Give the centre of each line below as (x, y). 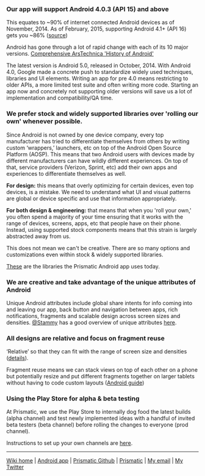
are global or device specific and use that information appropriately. (92, 198)
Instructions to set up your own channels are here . (70, 443)
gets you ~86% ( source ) (37, 35)
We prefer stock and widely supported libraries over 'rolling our (102, 114)
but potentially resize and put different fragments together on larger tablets (101, 377)
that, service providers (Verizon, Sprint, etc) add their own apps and (92, 167)
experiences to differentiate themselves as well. (66, 173)
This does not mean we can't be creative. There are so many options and (98, 248)
